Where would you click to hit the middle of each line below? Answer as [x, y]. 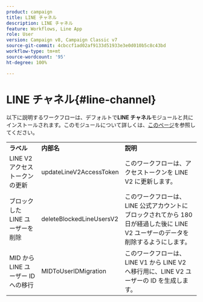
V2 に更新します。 [150, 182]
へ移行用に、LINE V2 [154, 272]
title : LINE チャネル [32, 18]
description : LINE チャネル [40, 23]
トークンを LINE [166, 172]
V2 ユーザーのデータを [157, 233]
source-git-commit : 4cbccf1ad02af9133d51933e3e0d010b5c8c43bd [86, 46]
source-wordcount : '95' [36, 57]
